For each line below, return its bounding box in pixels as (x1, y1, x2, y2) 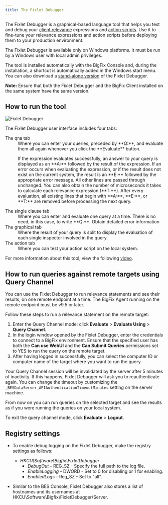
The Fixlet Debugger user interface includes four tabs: (5, 125, 117, 131)
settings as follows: (12, 448, 53, 454)
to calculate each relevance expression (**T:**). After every (18, 188, 144, 194)
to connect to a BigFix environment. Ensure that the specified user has (12, 338, 158, 344)
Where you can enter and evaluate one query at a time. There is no (18, 213, 156, 219)
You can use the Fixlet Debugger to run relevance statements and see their (5, 291, 160, 297)
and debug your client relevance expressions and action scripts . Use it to (5, 26, 156, 33)
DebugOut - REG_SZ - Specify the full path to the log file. (27, 463, 145, 469)
